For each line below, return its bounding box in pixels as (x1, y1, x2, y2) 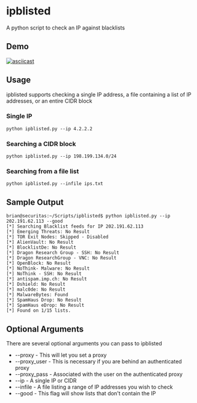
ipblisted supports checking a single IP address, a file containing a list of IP (6, 91, 192, 98)
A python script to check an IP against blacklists (6, 24, 125, 31)
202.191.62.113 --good (6, 218, 63, 225)
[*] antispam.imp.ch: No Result (6, 276, 87, 282)
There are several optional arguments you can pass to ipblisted (6, 340, 162, 347)
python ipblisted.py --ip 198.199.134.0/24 (6, 153, 117, 160)
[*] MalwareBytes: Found (6, 292, 68, 298)
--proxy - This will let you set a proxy (14, 351, 107, 359)
